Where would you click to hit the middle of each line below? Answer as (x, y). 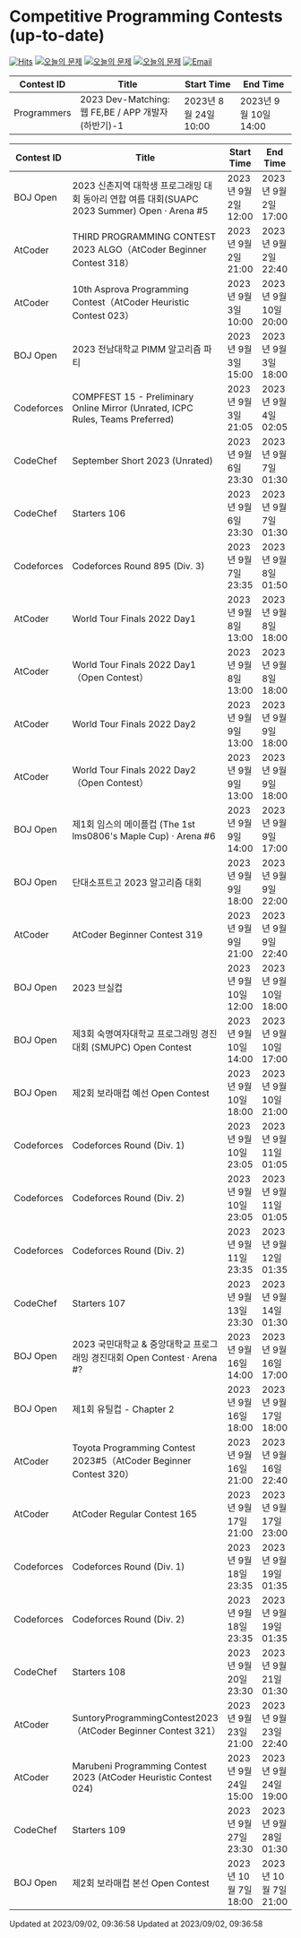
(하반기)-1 (102, 125)
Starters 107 (99, 1303)
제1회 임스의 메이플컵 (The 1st (133, 824)
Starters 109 (99, 1830)
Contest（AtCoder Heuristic (131, 302)
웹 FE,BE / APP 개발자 (124, 112)
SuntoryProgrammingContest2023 (146, 1717)
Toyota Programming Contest (134, 1448)
